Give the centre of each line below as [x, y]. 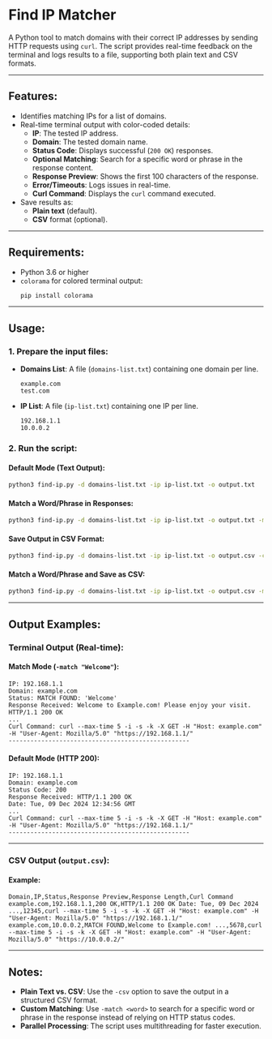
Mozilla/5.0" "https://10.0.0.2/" [67, 940]
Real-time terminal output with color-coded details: [105, 124]
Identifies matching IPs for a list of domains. [93, 116]
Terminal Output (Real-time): [66, 647]
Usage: [27, 328]
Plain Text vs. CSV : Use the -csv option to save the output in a [124, 992]
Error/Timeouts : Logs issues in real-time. [102, 185]
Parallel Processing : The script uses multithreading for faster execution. [140, 1026]
